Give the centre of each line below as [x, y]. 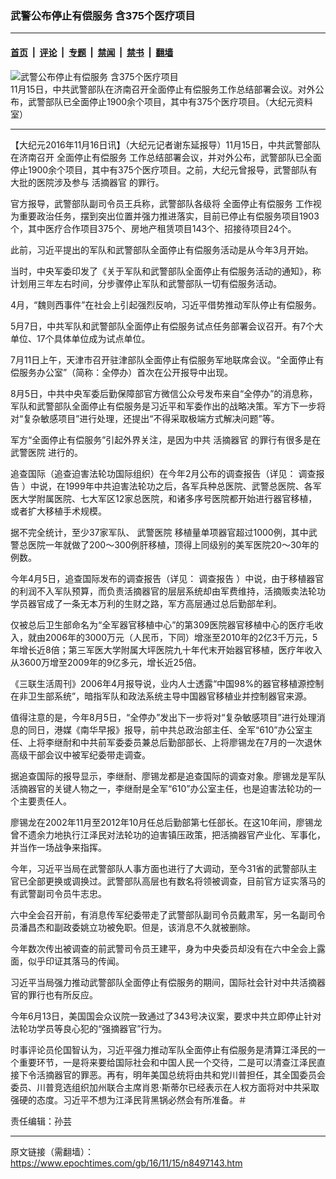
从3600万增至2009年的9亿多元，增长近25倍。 [106, 662]
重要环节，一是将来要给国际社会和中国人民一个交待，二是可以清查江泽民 [167, 1062]
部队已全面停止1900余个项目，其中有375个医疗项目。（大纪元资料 [178, 101]
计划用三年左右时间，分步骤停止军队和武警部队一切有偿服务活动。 [146, 283]
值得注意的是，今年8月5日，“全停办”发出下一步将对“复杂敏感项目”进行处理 [163, 717]
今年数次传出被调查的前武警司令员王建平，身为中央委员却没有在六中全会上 [163, 948]
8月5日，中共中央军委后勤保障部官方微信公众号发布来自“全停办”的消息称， [164, 393]
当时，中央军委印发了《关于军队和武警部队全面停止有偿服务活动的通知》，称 [166, 271]
